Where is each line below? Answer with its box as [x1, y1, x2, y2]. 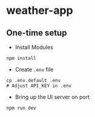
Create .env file [15, 66, 54, 73]
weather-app [6, 4, 74, 17]
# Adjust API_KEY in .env [6, 83, 71, 89]
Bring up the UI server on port [15, 93, 90, 100]
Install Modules [15, 43, 53, 51]
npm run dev [6, 105, 36, 111]
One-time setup [6, 28, 67, 38]
